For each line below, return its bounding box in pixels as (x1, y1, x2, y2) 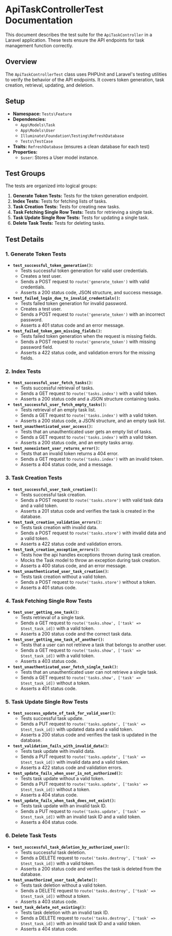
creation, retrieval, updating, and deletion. (5, 82, 94, 88)
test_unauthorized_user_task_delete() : (12, 876, 98, 883)
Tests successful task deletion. (20, 849, 86, 855)
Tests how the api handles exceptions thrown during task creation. (20, 551, 161, 557)
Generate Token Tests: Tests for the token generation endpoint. (12, 193, 149, 199)
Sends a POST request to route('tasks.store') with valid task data (20, 497, 163, 503)
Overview (5, 58, 37, 66)
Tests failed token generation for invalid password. (20, 300, 127, 307)
